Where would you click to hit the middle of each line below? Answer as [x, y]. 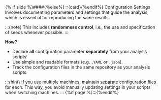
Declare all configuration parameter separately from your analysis [80, 51]
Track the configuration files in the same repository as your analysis [81, 67]
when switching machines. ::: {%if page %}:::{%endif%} [62, 92]
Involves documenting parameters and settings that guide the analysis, [77, 12]
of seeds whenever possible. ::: [37, 32]
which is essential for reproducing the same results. [58, 17]
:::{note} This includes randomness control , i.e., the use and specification [80, 27]
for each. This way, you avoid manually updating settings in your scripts [78, 87]
